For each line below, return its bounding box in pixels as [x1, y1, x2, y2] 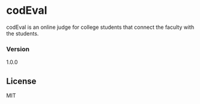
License [6, 76, 37, 86]
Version [6, 44, 30, 53]
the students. [6, 29, 39, 37]
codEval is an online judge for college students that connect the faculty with [6, 23, 195, 31]
